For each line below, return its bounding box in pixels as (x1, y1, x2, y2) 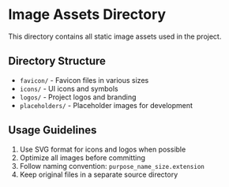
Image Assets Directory (8, 6, 167, 24)
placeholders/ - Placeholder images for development (19, 100, 193, 110)
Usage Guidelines (8, 124, 97, 137)
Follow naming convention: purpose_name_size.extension (19, 161, 205, 170)
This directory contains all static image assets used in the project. (8, 32, 222, 41)
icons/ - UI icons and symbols (19, 84, 118, 93)
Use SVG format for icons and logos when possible (19, 144, 186, 154)
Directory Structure (8, 54, 107, 68)
